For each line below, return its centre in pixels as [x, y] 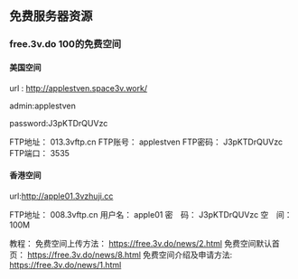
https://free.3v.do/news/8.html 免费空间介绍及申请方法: [130, 255]
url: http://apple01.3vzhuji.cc [61, 196]
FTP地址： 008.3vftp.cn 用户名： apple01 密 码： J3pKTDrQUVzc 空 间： [151, 214]
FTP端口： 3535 [40, 153]
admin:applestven [43, 106]
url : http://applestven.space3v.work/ [78, 88]
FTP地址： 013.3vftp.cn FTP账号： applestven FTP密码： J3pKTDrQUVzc [146, 142]
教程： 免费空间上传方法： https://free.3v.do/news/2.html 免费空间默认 [141, 243]
